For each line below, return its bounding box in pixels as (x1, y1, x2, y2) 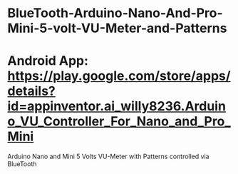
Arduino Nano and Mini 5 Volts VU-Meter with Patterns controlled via (7, 152, 209, 161)
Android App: (7, 53, 89, 69)
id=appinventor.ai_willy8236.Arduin (7, 98, 227, 115)
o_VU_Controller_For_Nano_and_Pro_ (7, 113, 231, 130)
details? (7, 83, 56, 99)
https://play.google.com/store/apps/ (7, 68, 231, 84)
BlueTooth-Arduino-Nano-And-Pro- (7, 5, 223, 21)
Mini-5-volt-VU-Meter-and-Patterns (7, 20, 227, 36)
